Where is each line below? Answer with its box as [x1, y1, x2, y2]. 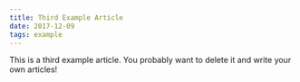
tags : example [9, 30, 63, 39]
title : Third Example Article [9, 13, 124, 23]
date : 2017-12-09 [9, 22, 75, 31]
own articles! [9, 64, 58, 75]
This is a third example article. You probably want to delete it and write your [9, 55, 292, 66]
